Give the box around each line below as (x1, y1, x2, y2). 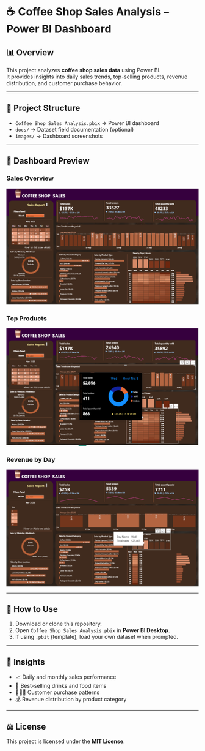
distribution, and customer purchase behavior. (6, 80, 123, 86)
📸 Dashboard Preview (6, 156, 90, 166)
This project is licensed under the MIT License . (6, 738, 125, 745)
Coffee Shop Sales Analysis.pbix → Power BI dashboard (15, 119, 160, 126)
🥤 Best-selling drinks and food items (15, 682, 107, 690)
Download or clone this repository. (15, 620, 102, 628)
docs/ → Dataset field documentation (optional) (15, 126, 134, 133)
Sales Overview (6, 174, 54, 183)
